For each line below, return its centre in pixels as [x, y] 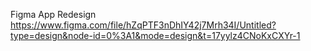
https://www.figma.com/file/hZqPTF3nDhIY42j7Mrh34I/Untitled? [143, 25]
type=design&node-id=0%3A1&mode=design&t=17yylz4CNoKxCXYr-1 [155, 35]
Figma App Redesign [53, 14]
